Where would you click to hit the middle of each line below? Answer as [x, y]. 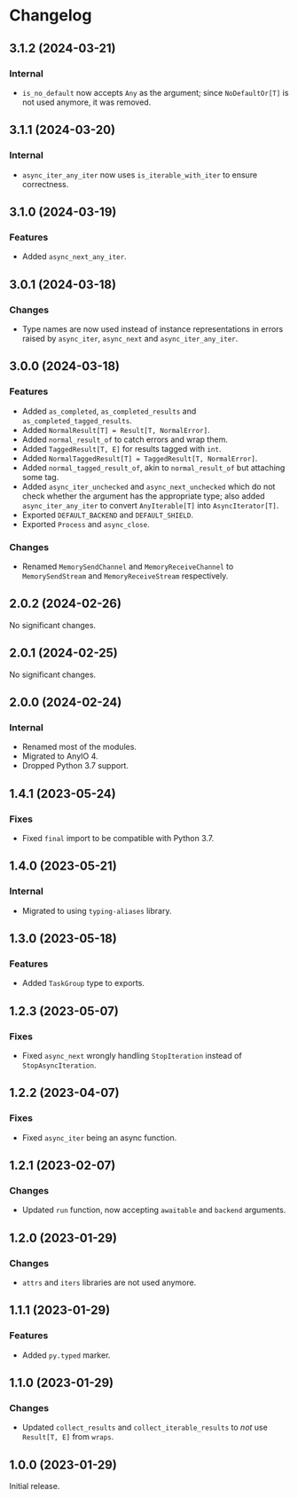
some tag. [40, 477]
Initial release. [35, 1486]
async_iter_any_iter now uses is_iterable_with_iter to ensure [140, 175]
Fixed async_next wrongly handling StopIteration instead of [132, 1055]
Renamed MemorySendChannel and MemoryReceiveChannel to [128, 566]
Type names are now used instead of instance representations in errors [153, 328]
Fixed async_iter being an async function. [99, 1138]
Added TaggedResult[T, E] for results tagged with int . [122, 448]
